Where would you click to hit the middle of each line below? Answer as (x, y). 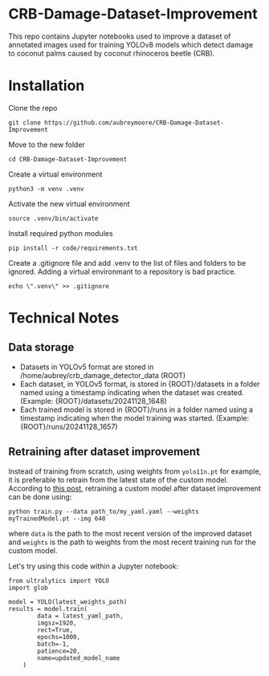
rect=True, (55, 630)
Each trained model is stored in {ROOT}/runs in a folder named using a (137, 409)
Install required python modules (61, 233)
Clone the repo (33, 108)
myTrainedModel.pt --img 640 (57, 519)
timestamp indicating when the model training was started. (117, 417)
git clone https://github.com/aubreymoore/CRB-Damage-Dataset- (116, 122)
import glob (28, 588)
